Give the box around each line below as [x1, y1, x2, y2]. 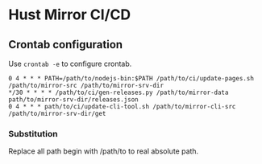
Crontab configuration [8, 38, 123, 51]
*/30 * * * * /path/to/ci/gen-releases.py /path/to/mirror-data [8, 88, 229, 96]
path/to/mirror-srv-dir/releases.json [8, 96, 139, 104]
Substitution [8, 128, 58, 139]
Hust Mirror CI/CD [8, 6, 131, 24]
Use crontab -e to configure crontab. [8, 59, 132, 68]
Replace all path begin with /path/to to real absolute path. [8, 146, 199, 156]
